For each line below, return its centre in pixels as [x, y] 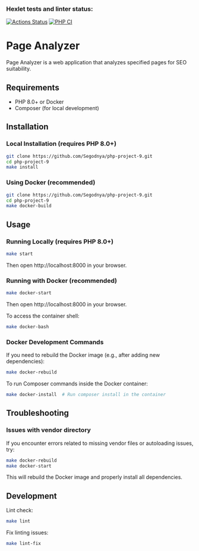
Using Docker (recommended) [51, 182]
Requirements [33, 87]
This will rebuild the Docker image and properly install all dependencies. [94, 477]
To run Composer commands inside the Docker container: [77, 384]
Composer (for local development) [57, 108]
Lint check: [20, 510]
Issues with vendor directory [48, 430]
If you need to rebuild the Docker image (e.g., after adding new [83, 355]
